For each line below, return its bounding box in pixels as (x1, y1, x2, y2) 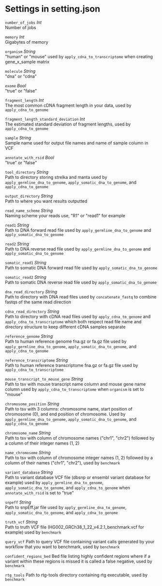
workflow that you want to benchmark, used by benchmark (5, 544, 120, 550)
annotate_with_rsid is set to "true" (5, 490, 74, 495)
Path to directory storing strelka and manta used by (5, 174, 107, 180)
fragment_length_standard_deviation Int (5, 116, 85, 122)
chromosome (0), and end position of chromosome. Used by (5, 411, 126, 417)
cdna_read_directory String (5, 308, 59, 314)
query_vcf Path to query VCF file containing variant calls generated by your (5, 538, 155, 544)
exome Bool (5, 82, 27, 88)
